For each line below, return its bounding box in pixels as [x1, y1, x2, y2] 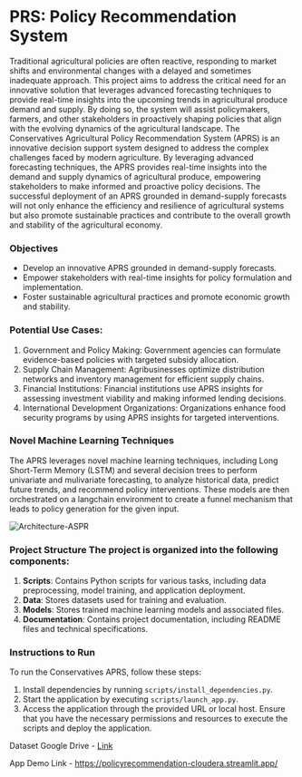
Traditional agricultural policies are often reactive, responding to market [9, 55, 278, 66]
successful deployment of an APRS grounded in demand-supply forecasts [9, 190, 287, 201]
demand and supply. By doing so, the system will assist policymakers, [9, 103, 270, 114]
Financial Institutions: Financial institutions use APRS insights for [22, 383, 263, 393]
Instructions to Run [9, 646, 95, 659]
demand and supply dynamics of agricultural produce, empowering [9, 170, 261, 182]
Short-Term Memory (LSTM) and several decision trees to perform [9, 464, 258, 475]
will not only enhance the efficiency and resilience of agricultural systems [9, 199, 285, 210]
